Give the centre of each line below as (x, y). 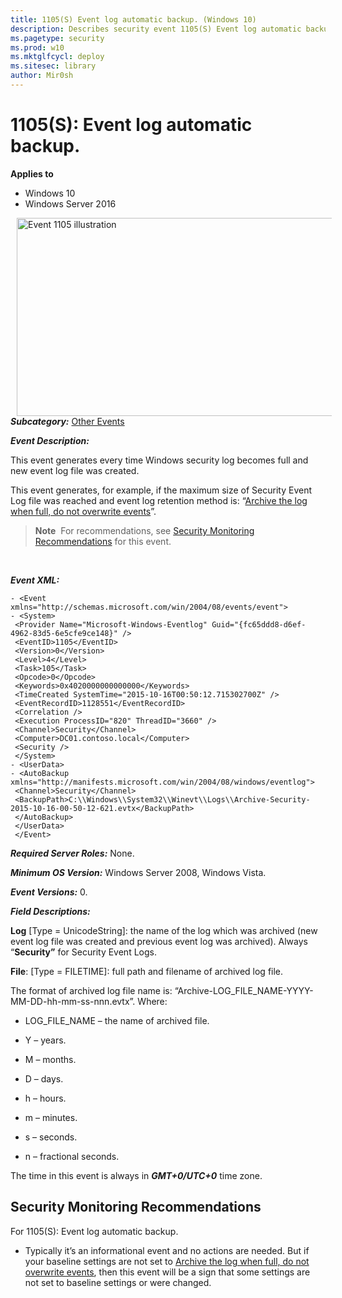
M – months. (50, 1059)
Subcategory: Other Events (67, 421)
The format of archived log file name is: (91, 990)
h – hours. (45, 1098)
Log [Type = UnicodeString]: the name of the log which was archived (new (164, 930)
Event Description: (50, 440)
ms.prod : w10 (37, 47)
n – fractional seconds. (72, 1156)
